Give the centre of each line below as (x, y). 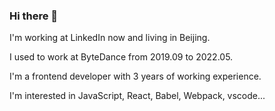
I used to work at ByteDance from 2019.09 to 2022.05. (121, 57)
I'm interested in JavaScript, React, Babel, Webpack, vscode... (137, 96)
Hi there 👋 (34, 16)
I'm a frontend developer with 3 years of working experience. (135, 76)
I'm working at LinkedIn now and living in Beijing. (110, 38)
